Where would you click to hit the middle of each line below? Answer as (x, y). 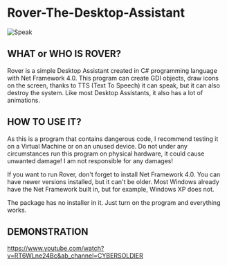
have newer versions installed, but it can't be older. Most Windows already (113, 181)
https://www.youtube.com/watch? (56, 249)
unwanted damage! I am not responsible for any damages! (90, 160)
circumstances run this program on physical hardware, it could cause (106, 153)
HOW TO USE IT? (44, 122)
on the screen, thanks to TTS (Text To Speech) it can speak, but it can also (113, 85)
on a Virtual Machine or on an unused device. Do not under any (98, 146)
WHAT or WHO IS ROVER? (64, 54)
